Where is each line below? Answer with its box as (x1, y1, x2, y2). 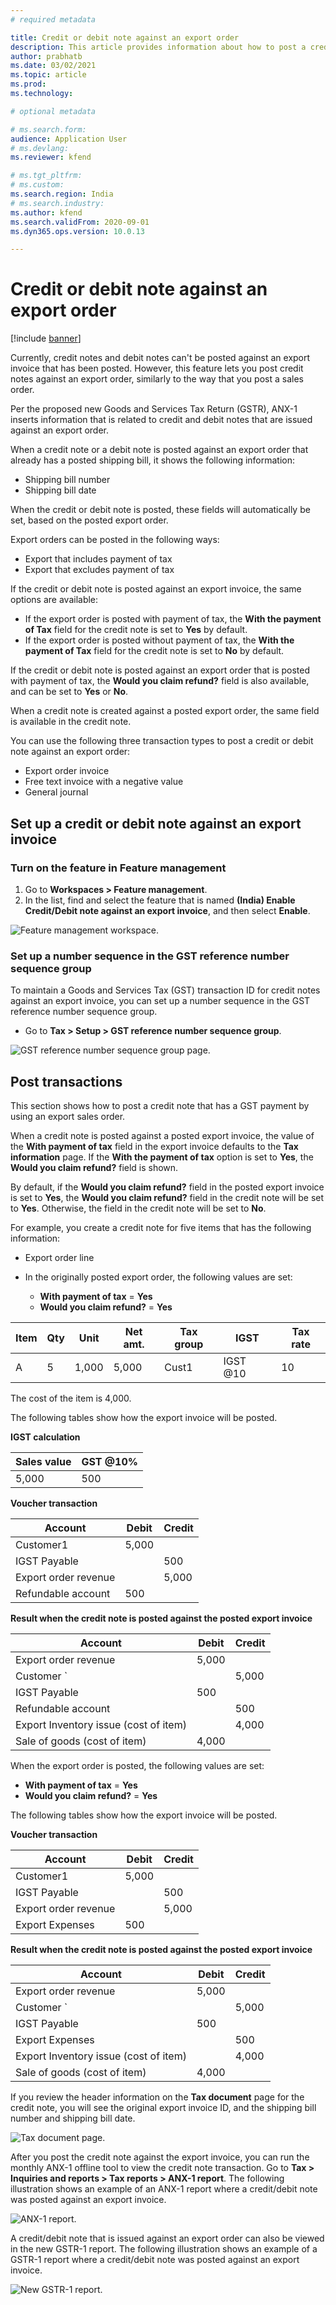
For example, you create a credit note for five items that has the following (10, 1221, 312, 1233)
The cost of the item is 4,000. (10, 1392, 132, 1404)
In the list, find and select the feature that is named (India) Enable (24, 894, 296, 906)
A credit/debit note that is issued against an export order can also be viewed (10, 2232, 325, 2244)
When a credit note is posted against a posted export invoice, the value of (10, 1129, 315, 1141)
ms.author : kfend (10, 207, 83, 218)
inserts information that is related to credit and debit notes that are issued (10, 414, 313, 426)
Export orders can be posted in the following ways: (10, 534, 220, 546)
